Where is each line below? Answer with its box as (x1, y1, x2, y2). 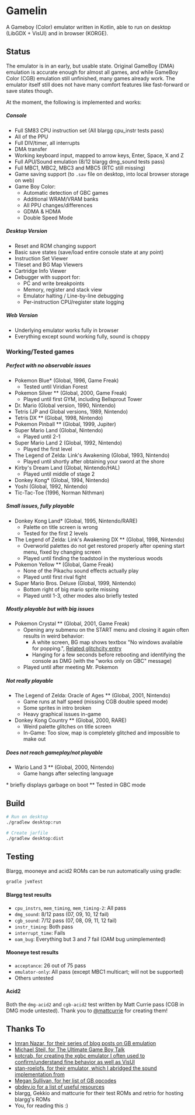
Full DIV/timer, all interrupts (14, 139, 80, 146)
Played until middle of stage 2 (23, 470, 95, 477)
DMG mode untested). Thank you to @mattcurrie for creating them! (6, 1007, 168, 1014)
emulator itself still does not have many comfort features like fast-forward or (6, 81, 190, 88)
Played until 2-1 (23, 433, 61, 440)
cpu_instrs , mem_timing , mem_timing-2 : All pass (14, 904, 127, 911)
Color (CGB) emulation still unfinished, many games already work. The (6, 74, 175, 82)
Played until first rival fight (23, 573, 86, 580)
